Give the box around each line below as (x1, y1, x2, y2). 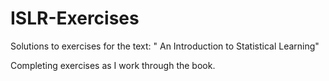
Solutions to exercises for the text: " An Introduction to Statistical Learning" (10, 40, 320, 52)
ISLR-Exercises (10, 7, 140, 30)
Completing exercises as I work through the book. (10, 59, 216, 71)
